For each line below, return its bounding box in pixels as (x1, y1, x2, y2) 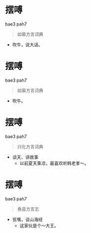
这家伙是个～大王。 (19, 222, 59, 229)
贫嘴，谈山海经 (12, 216, 43, 222)
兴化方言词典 (17, 144, 43, 149)
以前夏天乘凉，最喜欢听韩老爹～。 (19, 160, 89, 166)
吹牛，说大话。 (12, 41, 43, 47)
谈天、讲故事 (12, 154, 38, 160)
